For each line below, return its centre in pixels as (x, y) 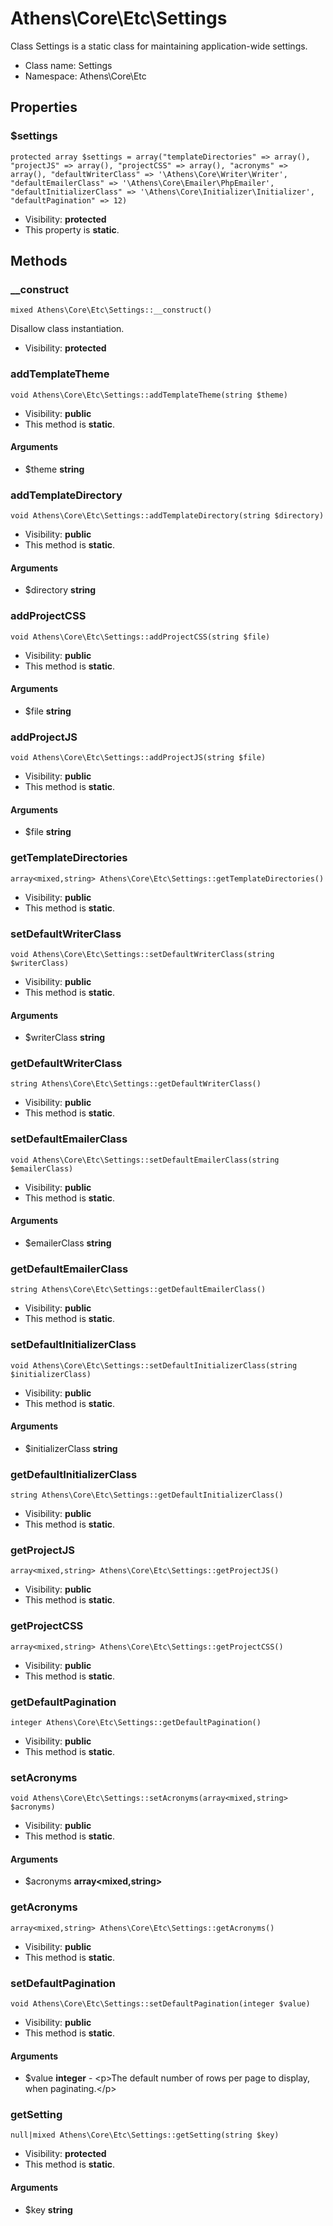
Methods (39, 261)
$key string (48, 2209)
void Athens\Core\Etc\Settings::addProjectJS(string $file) (138, 758)
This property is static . (72, 229)
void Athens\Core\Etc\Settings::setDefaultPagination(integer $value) (160, 2003)
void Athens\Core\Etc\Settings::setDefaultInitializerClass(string (154, 1365)
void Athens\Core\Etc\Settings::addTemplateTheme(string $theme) (149, 395)
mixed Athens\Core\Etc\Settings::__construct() (111, 310)
